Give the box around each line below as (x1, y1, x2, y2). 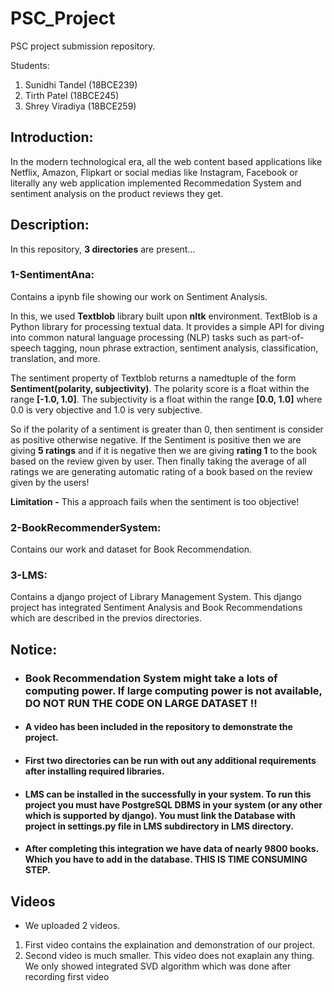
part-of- (271, 331, 305, 343)
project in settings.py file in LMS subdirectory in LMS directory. (24, 820, 294, 832)
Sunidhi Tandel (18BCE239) (24, 78, 138, 91)
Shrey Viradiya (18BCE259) (24, 100, 137, 112)
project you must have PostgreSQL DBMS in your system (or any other (24, 798, 323, 811)
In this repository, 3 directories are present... (10, 243, 196, 255)
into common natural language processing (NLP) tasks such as (10, 331, 270, 343)
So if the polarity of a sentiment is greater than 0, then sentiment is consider (10, 423, 324, 435)
